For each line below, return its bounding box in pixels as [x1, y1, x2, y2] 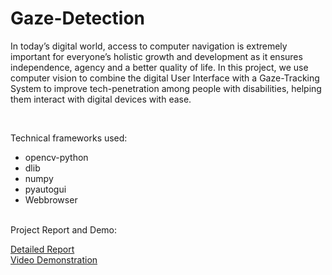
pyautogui [24, 183, 67, 195]
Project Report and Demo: [10, 223, 117, 236]
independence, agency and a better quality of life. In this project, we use [10, 61, 309, 73]
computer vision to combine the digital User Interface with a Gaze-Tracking [10, 72, 320, 84]
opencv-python [24, 151, 89, 163]
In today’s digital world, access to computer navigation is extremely [10, 40, 288, 52]
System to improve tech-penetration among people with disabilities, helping [10, 82, 322, 94]
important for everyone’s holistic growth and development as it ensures [10, 50, 303, 62]
